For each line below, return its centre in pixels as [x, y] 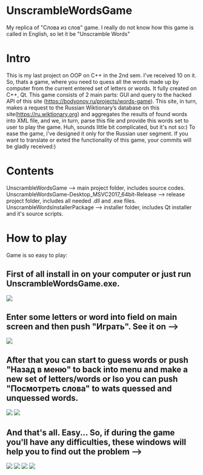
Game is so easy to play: [37, 255]
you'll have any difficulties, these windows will [96, 442]
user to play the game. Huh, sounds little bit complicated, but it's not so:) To [101, 127]
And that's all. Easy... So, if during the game [91, 432]
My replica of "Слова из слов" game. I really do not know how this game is [100, 27]
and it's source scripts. [35, 213]
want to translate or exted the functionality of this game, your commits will [99, 140]
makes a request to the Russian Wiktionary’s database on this [83, 108]
